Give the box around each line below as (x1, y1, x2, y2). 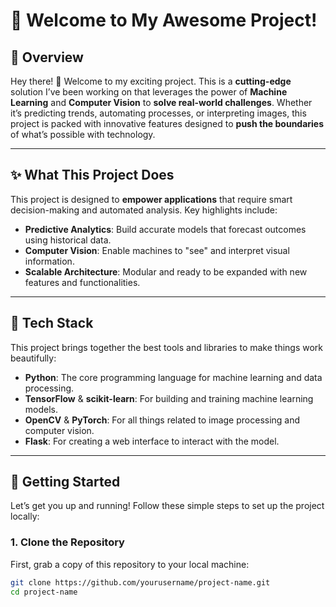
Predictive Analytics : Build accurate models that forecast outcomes (24, 223, 307, 235)
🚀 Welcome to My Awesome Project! (10, 9, 318, 32)
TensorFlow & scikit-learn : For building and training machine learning (24, 392, 314, 404)
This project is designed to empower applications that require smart (10, 193, 293, 205)
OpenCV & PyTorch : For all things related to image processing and (24, 414, 301, 426)
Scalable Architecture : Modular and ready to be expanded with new (24, 265, 308, 278)
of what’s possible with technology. (10, 129, 156, 140)
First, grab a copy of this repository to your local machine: (10, 558, 250, 570)
